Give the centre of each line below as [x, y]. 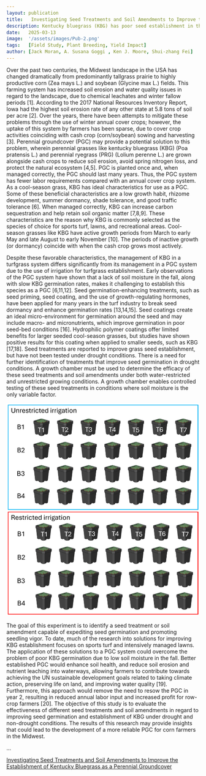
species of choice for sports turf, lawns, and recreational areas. [86, 226]
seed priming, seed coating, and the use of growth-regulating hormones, [98, 297]
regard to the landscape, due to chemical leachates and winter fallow [93, 96]
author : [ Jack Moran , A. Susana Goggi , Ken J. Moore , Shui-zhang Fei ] [100, 52]
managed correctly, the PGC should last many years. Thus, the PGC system [102, 174]
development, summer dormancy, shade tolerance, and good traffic [92, 200]
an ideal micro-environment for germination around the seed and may [94, 316]
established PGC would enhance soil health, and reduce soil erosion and [98, 664]
